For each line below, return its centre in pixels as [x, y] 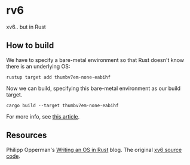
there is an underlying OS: [38, 66]
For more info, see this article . [43, 116]
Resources [27, 136]
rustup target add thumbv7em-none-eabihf [59, 77]
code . [13, 156]
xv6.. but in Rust [26, 27]
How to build [30, 46]
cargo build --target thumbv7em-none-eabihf [62, 105]
